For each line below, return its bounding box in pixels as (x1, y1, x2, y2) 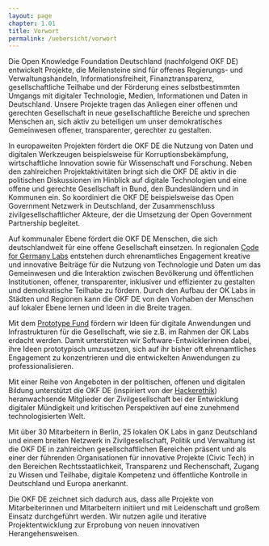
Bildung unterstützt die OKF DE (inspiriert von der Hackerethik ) (8, 386, 218, 396)
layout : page (8, 11, 53, 20)
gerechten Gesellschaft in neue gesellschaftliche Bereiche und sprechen (8, 108, 250, 118)
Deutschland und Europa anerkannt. (8, 479, 128, 489)
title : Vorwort (8, 27, 60, 35)
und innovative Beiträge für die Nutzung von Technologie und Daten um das (8, 260, 261, 269)
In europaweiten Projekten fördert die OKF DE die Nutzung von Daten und (8, 141, 254, 150)
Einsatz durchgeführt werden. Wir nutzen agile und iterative (8, 511, 208, 522)
